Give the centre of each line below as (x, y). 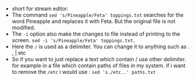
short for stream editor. (40, 9)
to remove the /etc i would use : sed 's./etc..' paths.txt (84, 72)
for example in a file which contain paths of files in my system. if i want (99, 66)
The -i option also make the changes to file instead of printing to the (96, 34)
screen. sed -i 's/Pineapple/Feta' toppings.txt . (73, 40)
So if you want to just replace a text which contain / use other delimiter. (99, 59)
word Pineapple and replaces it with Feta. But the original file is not (93, 21)
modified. (23, 27)
